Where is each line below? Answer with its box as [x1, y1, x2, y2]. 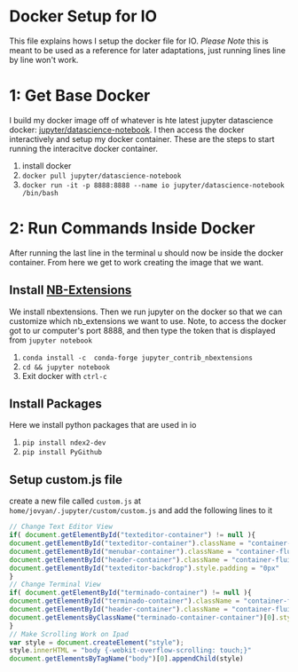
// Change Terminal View [9, 580, 101, 589]
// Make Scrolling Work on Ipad [9, 629, 129, 638]
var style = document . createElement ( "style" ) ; [9, 637, 184, 647]
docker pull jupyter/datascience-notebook [21, 171, 182, 180]
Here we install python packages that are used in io [9, 420, 197, 431]
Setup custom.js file [9, 472, 122, 487]
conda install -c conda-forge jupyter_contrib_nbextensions [21, 353, 254, 362]
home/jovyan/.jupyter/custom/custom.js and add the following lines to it [9, 505, 273, 516]
